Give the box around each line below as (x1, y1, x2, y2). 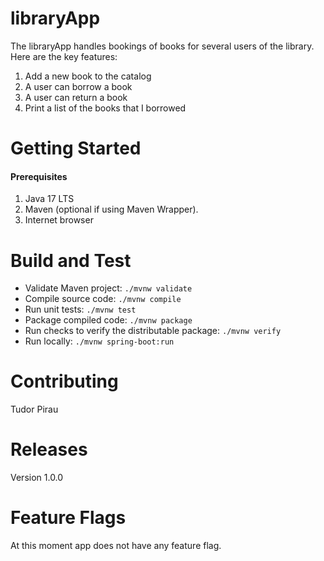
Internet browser (24, 214, 94, 226)
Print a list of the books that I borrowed (24, 102, 187, 114)
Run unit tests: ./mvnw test (24, 303, 137, 316)
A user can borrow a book (24, 80, 133, 92)
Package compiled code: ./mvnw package (24, 314, 193, 326)
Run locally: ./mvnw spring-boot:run (24, 335, 175, 347)
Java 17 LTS (24, 193, 75, 205)
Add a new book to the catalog (24, 70, 152, 82)
